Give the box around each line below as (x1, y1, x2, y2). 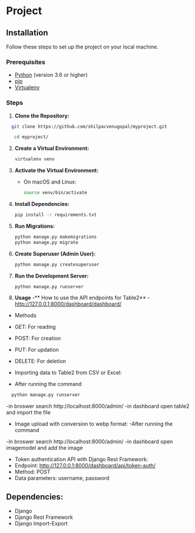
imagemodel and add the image (6, 444, 83, 452)
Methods (14, 312, 37, 319)
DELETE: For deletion (14, 358, 67, 365)
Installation (6, 28, 48, 38)
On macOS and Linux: (23, 178, 77, 185)
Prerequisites (6, 58, 45, 66)
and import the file (6, 409, 51, 416)
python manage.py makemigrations (14, 234, 97, 240)
